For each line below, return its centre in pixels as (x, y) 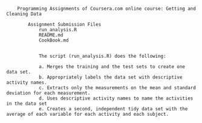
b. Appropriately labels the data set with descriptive (110, 77)
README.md (51, 35)
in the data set (27, 104)
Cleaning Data (24, 14)
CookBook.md (54, 40)
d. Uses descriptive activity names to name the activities (116, 98)
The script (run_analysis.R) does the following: (102, 56)
